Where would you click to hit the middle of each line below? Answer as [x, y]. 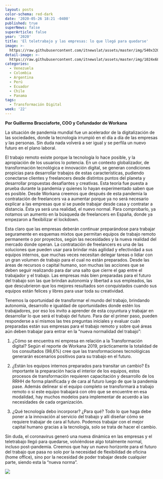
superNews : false [23, 28]
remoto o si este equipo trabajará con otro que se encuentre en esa [79, 391]
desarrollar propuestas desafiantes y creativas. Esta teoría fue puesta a [76, 183]
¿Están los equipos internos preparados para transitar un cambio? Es [81, 366]
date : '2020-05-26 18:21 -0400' [38, 18]
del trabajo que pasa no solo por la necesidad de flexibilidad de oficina [76, 452]
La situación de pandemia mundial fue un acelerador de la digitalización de [80, 132]
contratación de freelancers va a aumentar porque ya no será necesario [77, 199]
